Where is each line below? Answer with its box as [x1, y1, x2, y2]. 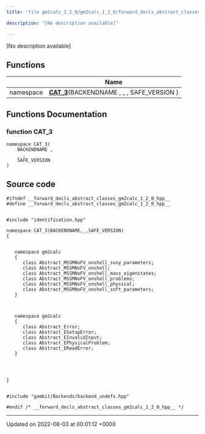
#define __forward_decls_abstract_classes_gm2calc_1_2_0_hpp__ [6, 200, 171, 207]
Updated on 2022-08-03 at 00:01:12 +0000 [6, 420, 116, 428]
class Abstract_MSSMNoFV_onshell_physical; [22, 281, 135, 287]
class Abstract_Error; [22, 323, 81, 330]
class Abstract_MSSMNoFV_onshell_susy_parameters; [22, 259, 154, 266]
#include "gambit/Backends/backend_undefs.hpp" [6, 393, 130, 399]
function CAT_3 [6, 127, 53, 136]
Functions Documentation [6, 109, 107, 119]
